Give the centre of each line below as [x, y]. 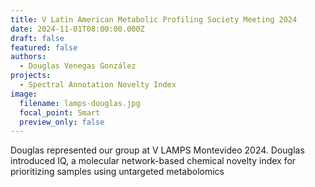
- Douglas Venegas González [78, 66]
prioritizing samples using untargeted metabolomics [117, 172]
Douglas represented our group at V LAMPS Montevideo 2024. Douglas [157, 150]
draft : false [37, 38]
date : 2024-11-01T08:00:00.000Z [77, 29]
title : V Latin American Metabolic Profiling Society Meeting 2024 [154, 19]
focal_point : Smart [60, 112]
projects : [31, 76]
